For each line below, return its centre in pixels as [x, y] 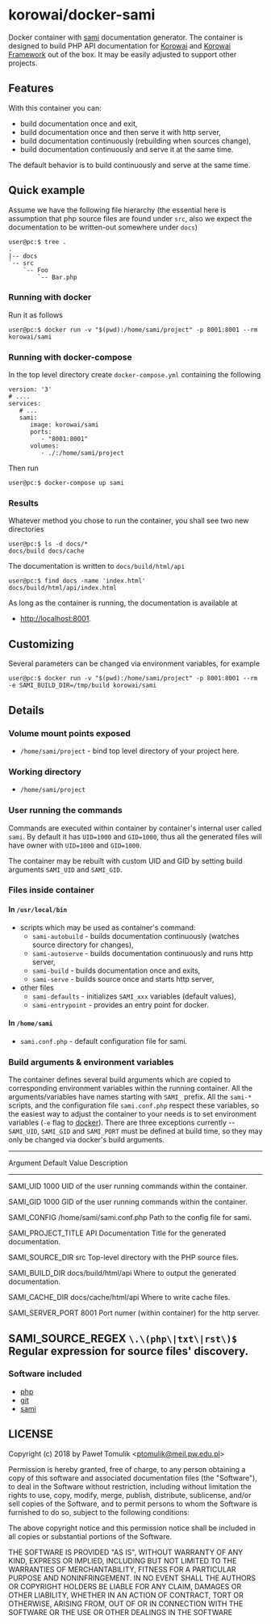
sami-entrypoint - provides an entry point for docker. [121, 1004]
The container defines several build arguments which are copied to [120, 1079]
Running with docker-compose [70, 357]
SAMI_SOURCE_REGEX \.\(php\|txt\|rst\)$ [123, 1338]
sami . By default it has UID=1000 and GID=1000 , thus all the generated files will [135, 836]
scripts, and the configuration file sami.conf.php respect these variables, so [134, 1105]
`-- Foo [35, 270]
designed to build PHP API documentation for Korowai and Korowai [120, 45]
